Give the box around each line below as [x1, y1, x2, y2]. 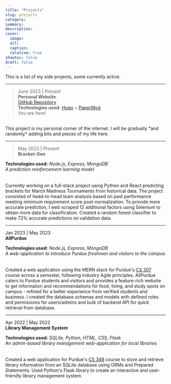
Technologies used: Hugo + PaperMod [17, 105, 101, 111]
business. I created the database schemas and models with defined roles [5, 294, 159, 300]
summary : [5, 21, 24, 27]
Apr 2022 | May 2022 [5, 320, 50, 326]
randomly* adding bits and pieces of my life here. [5, 131, 109, 137]
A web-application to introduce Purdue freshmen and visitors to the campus [5, 251, 165, 257]
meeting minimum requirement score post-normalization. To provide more [5, 199, 160, 205]
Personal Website [17, 94, 56, 100]
